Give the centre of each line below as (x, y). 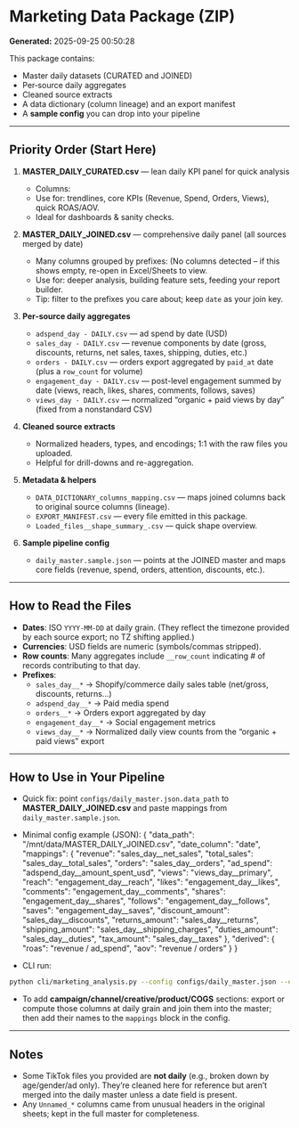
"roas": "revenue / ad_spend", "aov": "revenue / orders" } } (130, 948)
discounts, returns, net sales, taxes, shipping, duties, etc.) (141, 352)
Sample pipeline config (65, 543)
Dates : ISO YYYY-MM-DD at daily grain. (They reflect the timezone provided (156, 627)
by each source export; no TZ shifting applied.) (108, 637)
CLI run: (36, 966)
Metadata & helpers (59, 479)
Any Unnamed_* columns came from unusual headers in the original (143, 1104)
